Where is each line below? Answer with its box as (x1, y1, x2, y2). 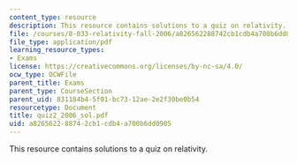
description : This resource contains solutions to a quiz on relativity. (9, 21, 287, 30)
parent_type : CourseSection (9, 86, 113, 95)
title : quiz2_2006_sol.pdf (9, 111, 109, 120)
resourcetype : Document (9, 103, 97, 112)
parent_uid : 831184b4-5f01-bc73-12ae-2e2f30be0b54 (9, 94, 200, 104)
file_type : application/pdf (9, 37, 113, 47)
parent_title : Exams (9, 78, 86, 87)
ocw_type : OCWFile (9, 70, 77, 79)
